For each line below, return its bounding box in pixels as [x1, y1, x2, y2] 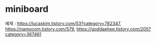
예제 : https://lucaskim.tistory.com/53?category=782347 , [5, 20, 121, 26]
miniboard [5, 3, 48, 15]
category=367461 [5, 31, 41, 37]
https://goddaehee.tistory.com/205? [76, 26, 151, 32]
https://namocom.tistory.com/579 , [5, 26, 76, 32]
